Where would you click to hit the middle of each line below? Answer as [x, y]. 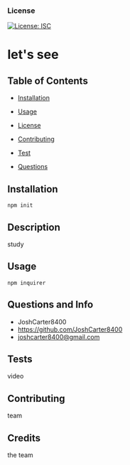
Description [34, 227]
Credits [24, 438]
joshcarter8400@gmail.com [59, 337]
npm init [20, 206]
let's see [33, 55]
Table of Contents [48, 81]
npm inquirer [27, 283]
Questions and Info [50, 305]
